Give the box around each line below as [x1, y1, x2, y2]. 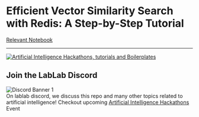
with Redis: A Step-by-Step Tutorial [6, 17, 185, 30]
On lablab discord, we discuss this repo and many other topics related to [6, 92, 183, 99]
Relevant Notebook [6, 36, 53, 43]
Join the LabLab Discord [6, 70, 98, 80]
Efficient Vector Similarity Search [6, 4, 174, 18]
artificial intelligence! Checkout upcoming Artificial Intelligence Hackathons [6, 99, 190, 106]
